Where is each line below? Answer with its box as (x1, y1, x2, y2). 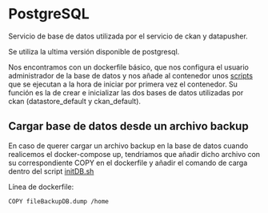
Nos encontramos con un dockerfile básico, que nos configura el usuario (8, 62, 250, 72)
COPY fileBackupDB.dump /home (8, 197, 110, 205)
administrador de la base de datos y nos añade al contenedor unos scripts (8, 70, 254, 80)
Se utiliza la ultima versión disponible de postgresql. (8, 46, 180, 56)
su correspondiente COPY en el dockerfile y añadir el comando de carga (8, 158, 248, 167)
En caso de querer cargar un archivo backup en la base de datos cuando (8, 141, 249, 151)
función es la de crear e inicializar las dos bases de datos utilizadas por (8, 87, 244, 97)
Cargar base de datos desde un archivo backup (8, 119, 250, 133)
